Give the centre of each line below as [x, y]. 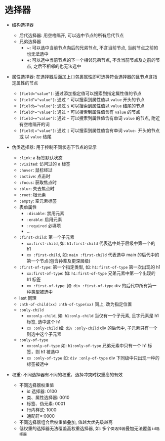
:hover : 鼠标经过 [36, 170]
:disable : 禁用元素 [45, 213]
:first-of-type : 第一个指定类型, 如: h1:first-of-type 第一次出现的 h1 [90, 267]
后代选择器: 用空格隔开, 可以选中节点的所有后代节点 [71, 35]
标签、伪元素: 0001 [46, 403]
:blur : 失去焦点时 [37, 188]
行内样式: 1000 [41, 410]
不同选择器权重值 [37, 385]
